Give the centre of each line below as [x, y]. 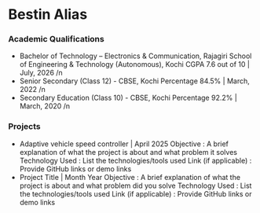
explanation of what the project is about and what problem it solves [128, 152]
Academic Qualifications [56, 39]
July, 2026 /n [41, 73]
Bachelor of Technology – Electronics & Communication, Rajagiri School [135, 56]
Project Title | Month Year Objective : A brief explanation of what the [130, 177]
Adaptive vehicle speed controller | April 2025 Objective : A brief [124, 144]
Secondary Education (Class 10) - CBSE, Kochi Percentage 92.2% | [128, 98]
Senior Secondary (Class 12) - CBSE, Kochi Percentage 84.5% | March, [134, 81]
